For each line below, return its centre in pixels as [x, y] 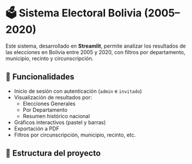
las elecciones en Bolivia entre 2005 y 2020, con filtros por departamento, [95, 52]
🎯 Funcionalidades [40, 77]
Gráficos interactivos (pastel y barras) [60, 122]
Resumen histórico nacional [56, 116]
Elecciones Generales [49, 103]
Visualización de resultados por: [53, 97]
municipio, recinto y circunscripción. [50, 58]
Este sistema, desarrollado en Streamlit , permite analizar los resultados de [96, 46]
